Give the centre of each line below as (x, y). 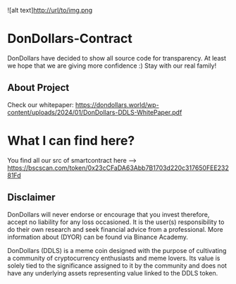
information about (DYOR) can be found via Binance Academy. (98, 237)
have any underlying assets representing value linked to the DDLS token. (113, 273)
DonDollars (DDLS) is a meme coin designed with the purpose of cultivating (117, 250)
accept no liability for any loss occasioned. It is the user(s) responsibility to (116, 222)
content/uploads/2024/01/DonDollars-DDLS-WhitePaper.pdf (95, 112)
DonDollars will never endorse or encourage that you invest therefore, (108, 214)
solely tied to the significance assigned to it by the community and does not (117, 265)
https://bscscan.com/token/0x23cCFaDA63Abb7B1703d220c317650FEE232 (118, 168)
